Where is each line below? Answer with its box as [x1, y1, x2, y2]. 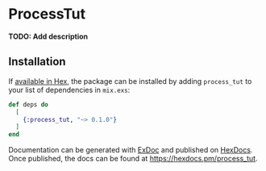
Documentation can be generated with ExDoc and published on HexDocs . [8, 145, 253, 155]
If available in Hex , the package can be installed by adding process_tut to [8, 76, 252, 85]
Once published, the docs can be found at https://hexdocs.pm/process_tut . [8, 154, 258, 164]
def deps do [8, 100, 48, 109]
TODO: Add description [8, 31, 89, 41]
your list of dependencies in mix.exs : [8, 85, 131, 94]
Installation [8, 55, 66, 69]
